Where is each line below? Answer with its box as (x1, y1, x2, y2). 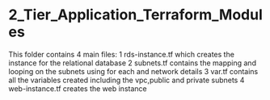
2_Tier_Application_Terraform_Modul (8, 6, 263, 24)
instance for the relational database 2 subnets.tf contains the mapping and (8, 58, 257, 68)
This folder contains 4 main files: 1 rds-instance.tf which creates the (8, 49, 234, 59)
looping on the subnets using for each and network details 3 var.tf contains (8, 66, 259, 76)
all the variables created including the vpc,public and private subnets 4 (8, 75, 245, 85)
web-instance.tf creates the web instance (8, 83, 147, 94)
